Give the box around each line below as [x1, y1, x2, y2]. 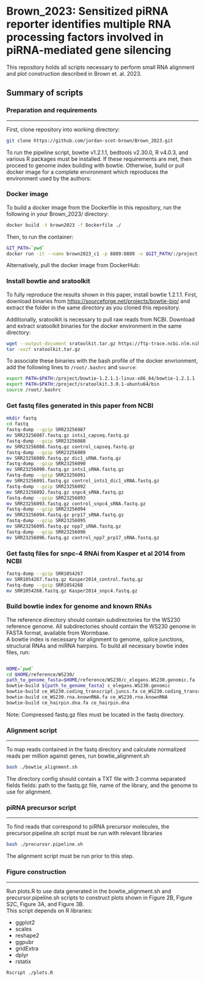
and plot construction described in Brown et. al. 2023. [6, 70, 142, 77]
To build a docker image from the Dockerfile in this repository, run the [6, 204, 181, 211]
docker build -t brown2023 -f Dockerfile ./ [6, 222, 121, 228]
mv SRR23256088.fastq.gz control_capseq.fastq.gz [6, 443, 135, 450]
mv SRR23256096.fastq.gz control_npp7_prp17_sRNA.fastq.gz [6, 534, 160, 541]
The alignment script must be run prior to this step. [6, 852, 134, 860]
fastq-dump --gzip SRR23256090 [6, 460, 86, 467]
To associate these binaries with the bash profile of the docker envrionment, [6, 357, 198, 364]
